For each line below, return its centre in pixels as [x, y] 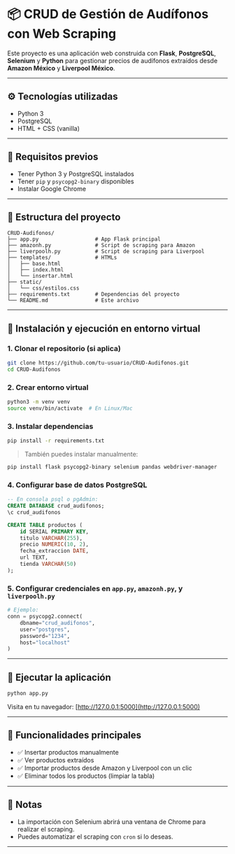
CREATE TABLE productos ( [45, 525]
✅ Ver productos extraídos [56, 760]
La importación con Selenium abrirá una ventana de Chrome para [112, 821]
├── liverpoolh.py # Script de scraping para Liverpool [106, 252]
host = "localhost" [45, 642]
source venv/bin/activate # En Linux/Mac [70, 408]
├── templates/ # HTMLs [62, 258]
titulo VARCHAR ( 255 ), [51, 538]
